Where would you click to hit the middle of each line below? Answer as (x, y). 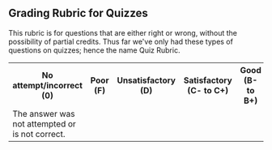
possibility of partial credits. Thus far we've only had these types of (121, 41)
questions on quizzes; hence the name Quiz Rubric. (94, 50)
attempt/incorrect (48, 85)
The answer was (44, 114)
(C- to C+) (208, 90)
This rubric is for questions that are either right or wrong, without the (123, 32)
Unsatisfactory (147, 80)
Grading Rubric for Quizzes (78, 13)
